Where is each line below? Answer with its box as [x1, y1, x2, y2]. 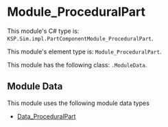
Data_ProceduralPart [16, 112, 76, 120]
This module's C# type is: [7, 27, 80, 35]
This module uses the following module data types [7, 99, 149, 107]
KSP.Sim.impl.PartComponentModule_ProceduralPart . [7, 34, 154, 42]
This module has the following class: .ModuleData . [7, 60, 147, 69]
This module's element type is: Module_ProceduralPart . [7, 47, 162, 56]
